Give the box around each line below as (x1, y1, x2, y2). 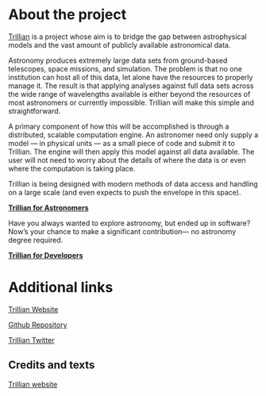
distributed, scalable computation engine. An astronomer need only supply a (8, 129, 259, 140)
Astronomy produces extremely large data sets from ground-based (8, 56, 228, 65)
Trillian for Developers (8, 250, 83, 260)
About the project (8, 6, 127, 24)
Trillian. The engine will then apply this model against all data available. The (8, 147, 255, 156)
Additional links (8, 279, 114, 297)
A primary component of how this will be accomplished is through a (8, 121, 229, 131)
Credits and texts (8, 359, 95, 372)
